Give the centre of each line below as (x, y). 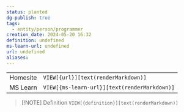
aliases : (17, 58)
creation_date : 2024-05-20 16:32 (49, 35)
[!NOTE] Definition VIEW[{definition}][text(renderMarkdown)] (100, 102)
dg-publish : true (28, 18)
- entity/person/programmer (48, 29)
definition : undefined (35, 40)
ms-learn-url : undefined (38, 47)
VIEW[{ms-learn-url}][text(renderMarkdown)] (109, 87)
